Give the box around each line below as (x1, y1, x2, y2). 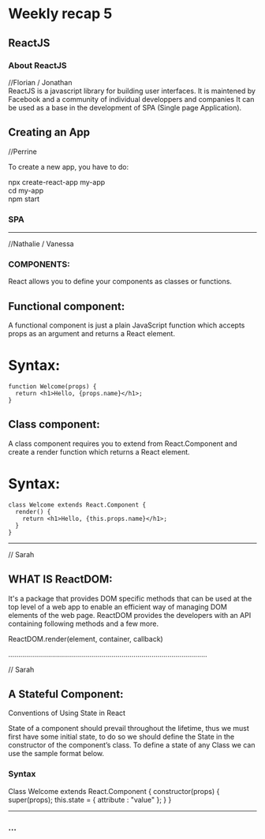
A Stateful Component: (8, 687, 124, 701)
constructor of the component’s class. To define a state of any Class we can (8, 740, 256, 750)
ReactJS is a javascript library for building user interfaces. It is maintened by (8, 86, 256, 96)
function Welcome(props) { (8, 383, 97, 391)
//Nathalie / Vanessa (8, 238, 74, 249)
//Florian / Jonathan (8, 77, 73, 87)
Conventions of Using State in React (8, 708, 126, 718)
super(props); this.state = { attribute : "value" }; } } (8, 795, 172, 804)
